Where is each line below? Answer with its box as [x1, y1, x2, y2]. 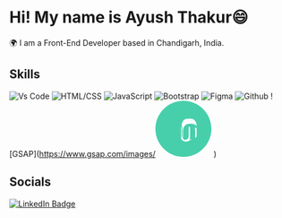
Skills [9, 66, 40, 83]
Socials [9, 174, 52, 190]
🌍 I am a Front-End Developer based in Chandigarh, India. [9, 37, 225, 48]
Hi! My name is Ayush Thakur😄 [9, 7, 249, 28]
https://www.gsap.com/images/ [38, 148, 157, 159]
